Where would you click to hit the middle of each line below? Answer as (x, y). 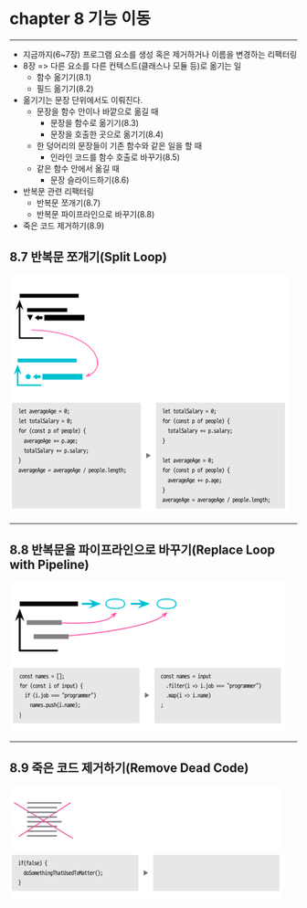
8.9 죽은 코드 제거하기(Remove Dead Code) (129, 768)
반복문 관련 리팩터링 (58, 191)
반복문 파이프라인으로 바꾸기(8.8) (95, 214)
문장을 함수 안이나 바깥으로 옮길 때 (97, 111)
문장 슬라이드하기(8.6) (90, 180)
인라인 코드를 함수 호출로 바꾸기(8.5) (115, 157)
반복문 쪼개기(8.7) (69, 203)
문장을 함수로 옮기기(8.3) (95, 122)
